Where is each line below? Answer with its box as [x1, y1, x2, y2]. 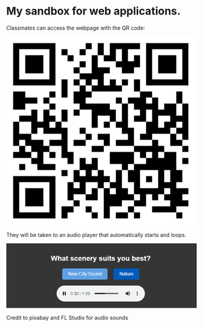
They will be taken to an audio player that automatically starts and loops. [6, 231, 187, 238]
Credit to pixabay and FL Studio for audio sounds [6, 314, 129, 321]
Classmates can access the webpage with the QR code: [6, 24, 145, 31]
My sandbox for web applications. [6, 4, 181, 18]
